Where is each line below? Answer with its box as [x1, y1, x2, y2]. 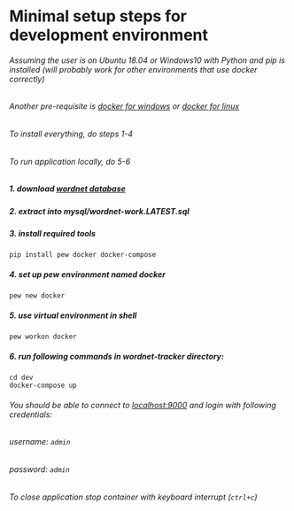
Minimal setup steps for [9, 6, 188, 27]
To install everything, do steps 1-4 [9, 128, 134, 139]
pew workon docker [9, 332, 77, 342]
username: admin [9, 437, 71, 447]
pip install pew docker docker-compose [9, 251, 157, 259]
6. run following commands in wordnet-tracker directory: [9, 351, 224, 361]
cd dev [9, 374, 34, 383]
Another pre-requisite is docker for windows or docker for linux [9, 101, 240, 112]
